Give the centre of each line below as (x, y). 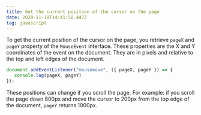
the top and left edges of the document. (55, 59)
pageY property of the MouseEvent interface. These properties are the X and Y (101, 46)
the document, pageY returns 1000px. (52, 105)
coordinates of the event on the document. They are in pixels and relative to (100, 53)
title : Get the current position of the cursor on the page (83, 12)
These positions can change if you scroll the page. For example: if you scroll (100, 93)
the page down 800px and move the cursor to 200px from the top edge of (98, 99)
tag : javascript (26, 23)
